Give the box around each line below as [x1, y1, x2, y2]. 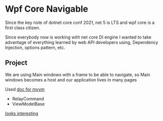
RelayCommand [12, 96, 44, 101]
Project [5, 59, 28, 67]
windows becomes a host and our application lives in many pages [5, 77, 137, 82]
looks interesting [5, 110, 38, 116]
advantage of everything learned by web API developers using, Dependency [5, 39, 158, 45]
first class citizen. [5, 24, 40, 30]
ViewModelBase [12, 101, 45, 107]
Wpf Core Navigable [5, 3, 89, 15]
